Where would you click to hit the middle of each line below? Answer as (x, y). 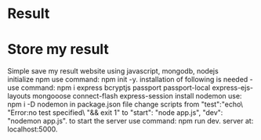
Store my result (58, 50)
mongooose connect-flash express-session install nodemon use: (137, 96)
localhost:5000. (33, 129)
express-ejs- (233, 88)
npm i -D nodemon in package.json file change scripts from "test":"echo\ (125, 104)
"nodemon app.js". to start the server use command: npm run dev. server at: (130, 121)
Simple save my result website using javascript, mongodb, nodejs (113, 71)
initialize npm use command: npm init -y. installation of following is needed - (130, 80)
